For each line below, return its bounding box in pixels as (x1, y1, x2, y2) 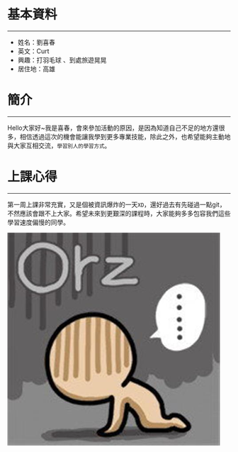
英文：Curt (17, 47, 50, 55)
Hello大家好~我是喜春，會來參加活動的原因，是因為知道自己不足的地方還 (7, 123, 220, 132)
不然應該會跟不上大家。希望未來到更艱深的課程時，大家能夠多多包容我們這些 (7, 209, 231, 217)
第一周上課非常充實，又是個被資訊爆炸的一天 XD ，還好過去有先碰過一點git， (7, 200, 226, 209)
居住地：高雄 (17, 65, 55, 73)
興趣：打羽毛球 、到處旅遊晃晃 (17, 55, 107, 64)
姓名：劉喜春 (17, 38, 55, 46)
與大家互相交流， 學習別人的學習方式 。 (7, 141, 111, 150)
